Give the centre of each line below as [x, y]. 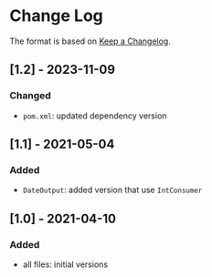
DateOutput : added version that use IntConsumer [112, 190]
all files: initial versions [65, 264]
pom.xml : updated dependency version [95, 116]
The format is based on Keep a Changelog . [90, 41]
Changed [31, 96]
